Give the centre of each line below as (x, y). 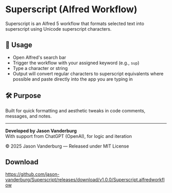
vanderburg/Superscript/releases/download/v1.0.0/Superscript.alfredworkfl (85, 180)
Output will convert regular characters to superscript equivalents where (88, 74)
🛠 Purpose (23, 96)
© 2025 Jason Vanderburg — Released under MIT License (67, 146)
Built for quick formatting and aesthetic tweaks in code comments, (76, 110)
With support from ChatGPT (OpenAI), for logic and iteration (69, 136)
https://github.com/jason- (33, 174)
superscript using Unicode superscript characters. (58, 29)
